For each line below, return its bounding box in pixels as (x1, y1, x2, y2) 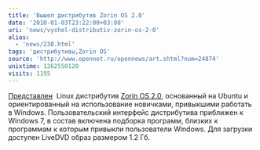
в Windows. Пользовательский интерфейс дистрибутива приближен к (8, 107, 244, 117)
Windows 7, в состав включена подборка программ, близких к (8, 116, 218, 125)
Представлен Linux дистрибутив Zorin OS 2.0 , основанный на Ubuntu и (8, 91, 249, 100)
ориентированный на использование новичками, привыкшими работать (8, 99, 253, 109)
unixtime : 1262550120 (8, 62, 79, 70)
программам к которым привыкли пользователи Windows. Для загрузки (8, 124, 253, 134)
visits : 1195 (8, 70, 51, 77)
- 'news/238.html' (15, 41, 76, 48)
